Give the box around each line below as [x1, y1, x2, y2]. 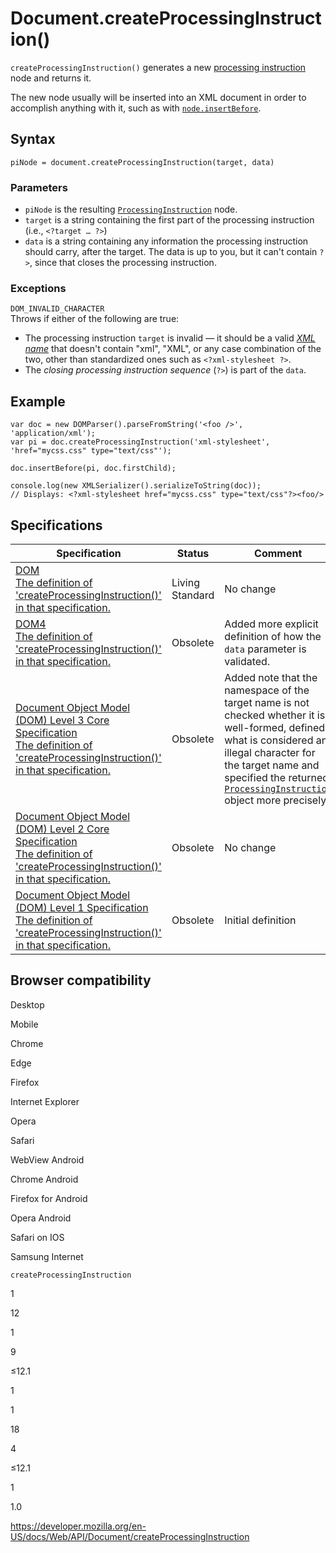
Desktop [10, 998, 45, 1011]
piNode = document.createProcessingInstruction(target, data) [10, 157, 275, 167]
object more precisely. [224, 793, 330, 807]
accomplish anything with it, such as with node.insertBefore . [10, 102, 262, 114]
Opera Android [10, 1212, 72, 1224]
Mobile [10, 1018, 39, 1030]
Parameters [10, 180, 68, 194]
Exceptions [10, 281, 67, 295]
